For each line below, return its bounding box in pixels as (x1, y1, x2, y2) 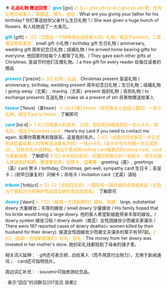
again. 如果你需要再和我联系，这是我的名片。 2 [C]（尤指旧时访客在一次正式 (5, 134, 161, 140)
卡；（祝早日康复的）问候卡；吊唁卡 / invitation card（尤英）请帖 (5, 172, 137, 177)
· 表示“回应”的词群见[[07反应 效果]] (5, 280, 77, 285)
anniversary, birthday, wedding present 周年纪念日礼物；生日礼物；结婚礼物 (5, 82, 161, 88)
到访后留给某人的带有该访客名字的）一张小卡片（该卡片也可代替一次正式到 (5, 140, 158, 146)
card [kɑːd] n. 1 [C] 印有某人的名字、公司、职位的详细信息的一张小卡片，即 (5, 122, 159, 127)
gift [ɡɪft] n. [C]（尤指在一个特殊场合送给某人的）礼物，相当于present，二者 (5, 34, 162, 40)
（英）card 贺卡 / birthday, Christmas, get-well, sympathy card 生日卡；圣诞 (5, 165, 162, 171)
